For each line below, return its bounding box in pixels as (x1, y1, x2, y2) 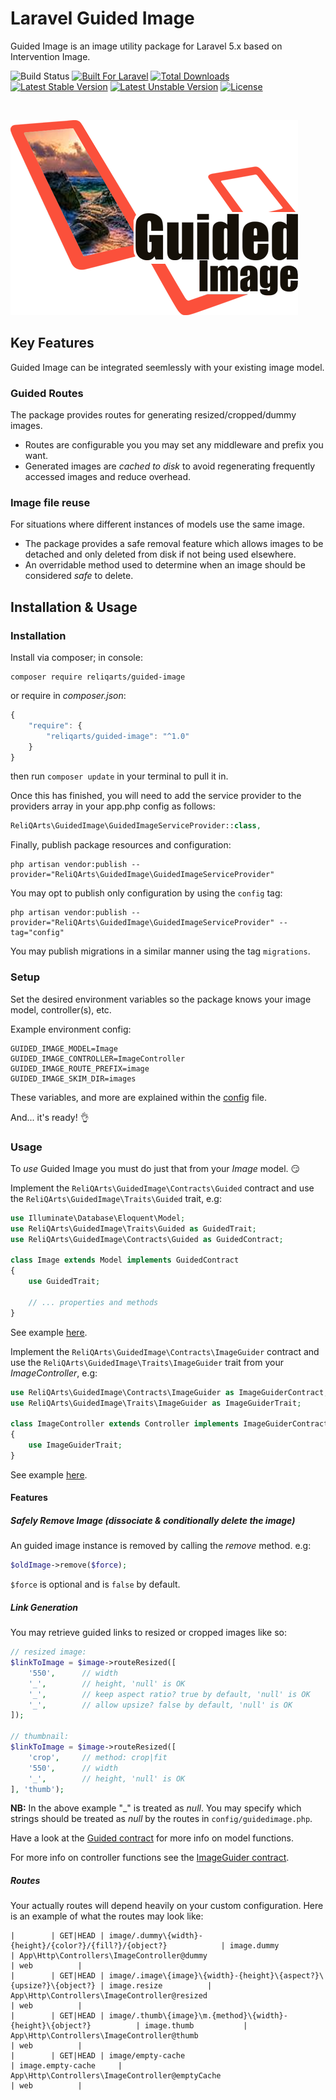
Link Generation (10, 1601, 79, 1613)
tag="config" (10, 928, 65, 938)
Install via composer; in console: (10, 652, 143, 664)
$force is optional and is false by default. (10, 1578, 181, 1591)
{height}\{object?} (10, 2021, 92, 2031)
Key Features (10, 335, 95, 352)
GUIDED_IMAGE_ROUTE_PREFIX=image (10, 1063, 150, 1074)
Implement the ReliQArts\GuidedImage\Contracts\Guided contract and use (10, 1182, 315, 1194)
